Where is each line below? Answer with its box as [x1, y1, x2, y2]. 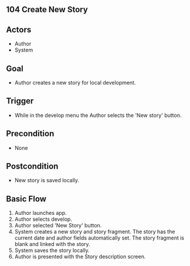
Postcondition [6, 161, 59, 171]
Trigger [6, 96, 34, 106]
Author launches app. [14, 210, 67, 217]
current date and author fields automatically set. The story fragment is [14, 234, 185, 241]
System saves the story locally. [14, 247, 90, 254]
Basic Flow [6, 194, 47, 204]
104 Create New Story [6, 5, 88, 15]
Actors [6, 25, 32, 35]
